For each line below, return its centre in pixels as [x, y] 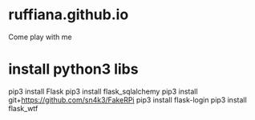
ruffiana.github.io [69, 15]
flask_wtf [23, 108]
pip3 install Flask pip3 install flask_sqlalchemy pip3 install [103, 91]
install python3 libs [73, 69]
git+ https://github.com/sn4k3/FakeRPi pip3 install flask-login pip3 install [127, 100]
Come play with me [40, 37]
